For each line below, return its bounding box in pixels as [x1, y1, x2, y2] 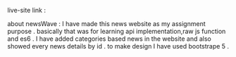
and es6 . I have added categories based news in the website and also [7, 34, 211, 43]
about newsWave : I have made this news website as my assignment [7, 20, 206, 27]
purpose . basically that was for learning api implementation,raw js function [7, 27, 226, 35]
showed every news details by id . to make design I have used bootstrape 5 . [7, 42, 230, 50]
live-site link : [7, 6, 46, 14]
